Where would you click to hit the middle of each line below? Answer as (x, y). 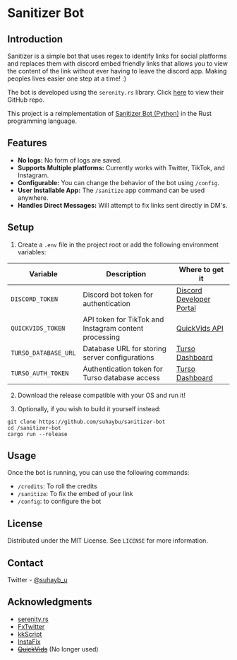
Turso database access (121, 377)
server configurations (119, 357)
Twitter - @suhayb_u (38, 580)
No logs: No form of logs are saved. (69, 160)
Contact (25, 563)
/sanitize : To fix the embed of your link (75, 494)
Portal (186, 307)
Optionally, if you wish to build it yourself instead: (89, 408)
